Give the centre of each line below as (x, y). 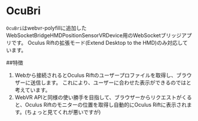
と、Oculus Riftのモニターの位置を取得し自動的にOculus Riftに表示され (101, 104)
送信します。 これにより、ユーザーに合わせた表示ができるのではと (111, 82)
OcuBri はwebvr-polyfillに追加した (46, 28)
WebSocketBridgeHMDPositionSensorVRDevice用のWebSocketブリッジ (94, 35)
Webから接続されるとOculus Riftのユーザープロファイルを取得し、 (95, 75)
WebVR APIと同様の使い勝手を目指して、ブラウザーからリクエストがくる (103, 97)
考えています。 (33, 90)
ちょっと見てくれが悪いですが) (64, 112)
